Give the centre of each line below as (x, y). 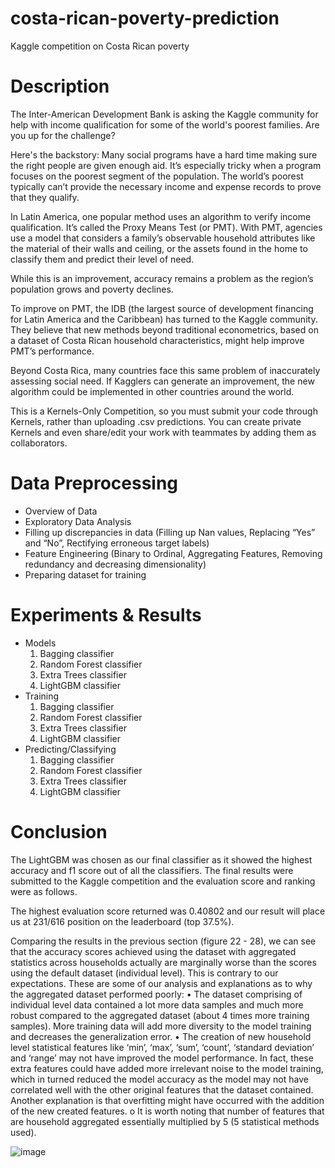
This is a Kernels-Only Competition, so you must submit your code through (164, 411)
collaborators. (39, 443)
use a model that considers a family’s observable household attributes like (163, 238)
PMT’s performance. (52, 351)
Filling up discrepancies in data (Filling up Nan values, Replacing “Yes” (170, 532)
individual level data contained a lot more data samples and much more (157, 1004)
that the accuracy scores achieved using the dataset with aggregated (153, 951)
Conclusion (59, 831)
